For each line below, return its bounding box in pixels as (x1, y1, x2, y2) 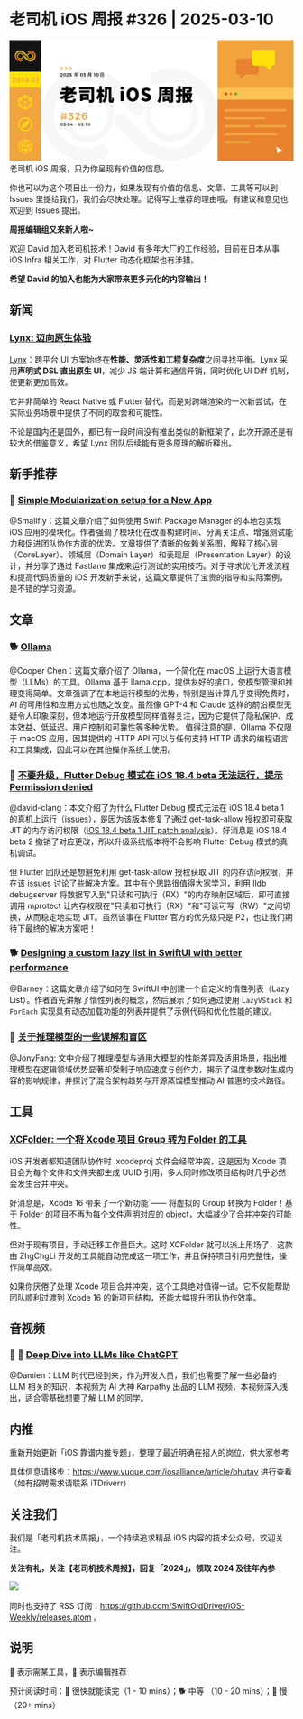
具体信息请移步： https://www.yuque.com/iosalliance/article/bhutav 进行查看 (9, 1466, 293, 1477)
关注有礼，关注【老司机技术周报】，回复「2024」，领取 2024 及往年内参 (9, 1562, 276, 1573)
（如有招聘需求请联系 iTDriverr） (9, 1477, 132, 1489)
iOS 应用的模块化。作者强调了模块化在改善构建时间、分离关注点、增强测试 (9, 527, 286, 538)
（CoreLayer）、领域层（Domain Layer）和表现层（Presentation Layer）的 (9, 549, 284, 560)
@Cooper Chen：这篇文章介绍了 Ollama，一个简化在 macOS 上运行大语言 (9, 666, 284, 676)
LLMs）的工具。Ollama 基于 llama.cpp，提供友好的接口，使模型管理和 (24, 676, 286, 687)
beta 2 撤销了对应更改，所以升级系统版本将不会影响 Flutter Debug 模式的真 (9, 836, 289, 847)
